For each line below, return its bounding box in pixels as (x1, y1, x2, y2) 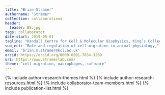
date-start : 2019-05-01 (5, 35, 54, 39)
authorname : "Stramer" (5, 12, 52, 17)
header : (5, 20, 21, 26)
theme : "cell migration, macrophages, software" (5, 61, 107, 66)
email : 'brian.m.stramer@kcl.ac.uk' (5, 48, 80, 53)
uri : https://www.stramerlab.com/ (5, 57, 76, 62)
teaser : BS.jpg (9, 25, 41, 30)
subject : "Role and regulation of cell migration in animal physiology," (5, 43, 160, 48)
